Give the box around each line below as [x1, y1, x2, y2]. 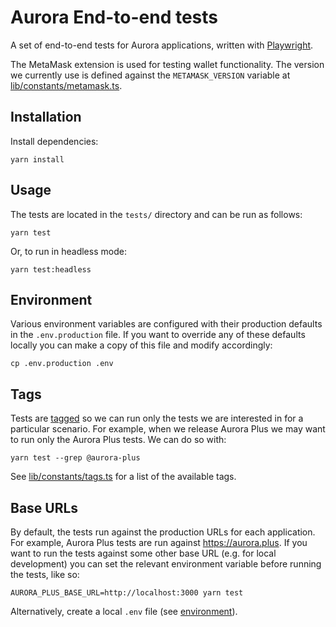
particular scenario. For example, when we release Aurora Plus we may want [10, 423, 326, 435]
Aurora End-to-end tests [10, 6, 219, 29]
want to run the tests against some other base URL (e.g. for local [10, 547, 277, 559]
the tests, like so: [10, 569, 80, 580]
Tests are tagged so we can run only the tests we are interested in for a [10, 412, 304, 425]
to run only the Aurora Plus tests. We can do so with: [10, 434, 227, 446]
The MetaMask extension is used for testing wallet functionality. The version [10, 58, 325, 70]
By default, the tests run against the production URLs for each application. [10, 526, 316, 538]
